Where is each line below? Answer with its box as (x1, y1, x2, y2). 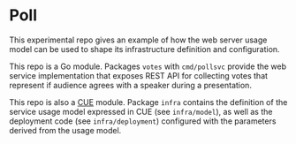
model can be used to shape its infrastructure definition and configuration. (9, 43, 280, 54)
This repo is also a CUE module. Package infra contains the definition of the (9, 96, 288, 107)
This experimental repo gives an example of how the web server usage (9, 34, 268, 45)
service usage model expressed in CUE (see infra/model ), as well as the (9, 106, 273, 117)
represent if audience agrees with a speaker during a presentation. (9, 80, 252, 90)
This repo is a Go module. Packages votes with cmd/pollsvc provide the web (9, 61, 287, 72)
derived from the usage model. (9, 125, 122, 135)
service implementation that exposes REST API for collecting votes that (9, 70, 268, 80)
